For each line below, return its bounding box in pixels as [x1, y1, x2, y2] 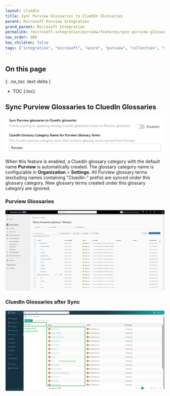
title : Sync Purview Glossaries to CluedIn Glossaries [5, 13, 123, 19]
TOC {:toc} [12, 88, 35, 94]
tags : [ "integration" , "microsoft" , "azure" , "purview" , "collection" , [5, 46, 159, 51]
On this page [5, 65, 47, 73]
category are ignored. [5, 185, 51, 192]
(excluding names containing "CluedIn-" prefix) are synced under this [5, 174, 150, 181]
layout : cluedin [5, 8, 39, 13]
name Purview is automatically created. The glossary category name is [5, 164, 154, 170]
